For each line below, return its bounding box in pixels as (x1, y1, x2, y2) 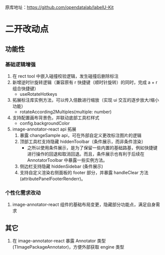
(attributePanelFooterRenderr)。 (19, 176, 86, 182)
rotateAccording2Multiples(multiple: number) (19, 109, 112, 115)
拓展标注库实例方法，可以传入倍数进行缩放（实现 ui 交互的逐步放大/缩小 (12, 97, 160, 103)
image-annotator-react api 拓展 (12, 126, 77, 132)
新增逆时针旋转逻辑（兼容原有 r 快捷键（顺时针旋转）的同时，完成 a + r (12, 79, 158, 85)
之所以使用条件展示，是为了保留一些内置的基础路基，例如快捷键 (27, 144, 158, 150)
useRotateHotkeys (19, 91, 57, 97)
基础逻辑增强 (5, 61, 36, 68)
